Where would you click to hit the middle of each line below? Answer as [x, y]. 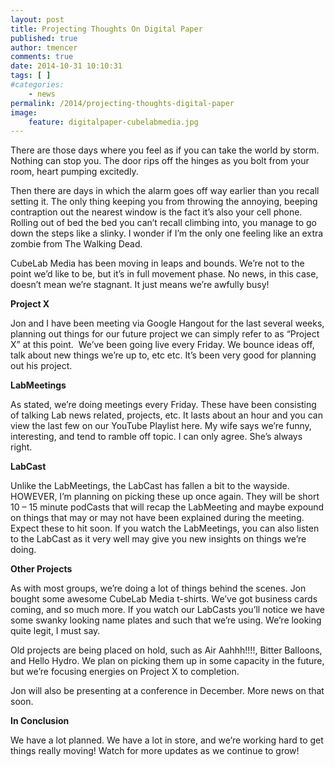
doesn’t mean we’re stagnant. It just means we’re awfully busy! [140, 285]
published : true [44, 38]
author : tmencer [44, 47]
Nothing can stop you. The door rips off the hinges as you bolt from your [160, 161]
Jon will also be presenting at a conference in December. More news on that [167, 691]
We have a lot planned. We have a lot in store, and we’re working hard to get [167, 740]
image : [24, 112]
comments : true [42, 57]
